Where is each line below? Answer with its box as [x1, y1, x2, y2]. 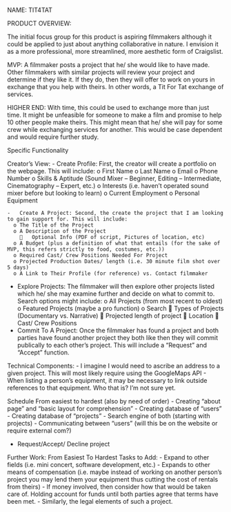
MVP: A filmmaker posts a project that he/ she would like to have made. [7, 61, 210, 68]
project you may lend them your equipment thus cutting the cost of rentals [7, 475, 219, 483]
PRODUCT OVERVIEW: [7, 19, 72, 27]
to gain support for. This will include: [7, 216, 128, 222]
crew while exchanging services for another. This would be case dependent [7, 126, 223, 133]
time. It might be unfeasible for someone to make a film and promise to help [7, 111, 222, 119]
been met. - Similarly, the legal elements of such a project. [7, 497, 173, 505]
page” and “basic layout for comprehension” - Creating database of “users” [7, 404, 222, 413]
